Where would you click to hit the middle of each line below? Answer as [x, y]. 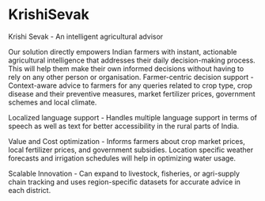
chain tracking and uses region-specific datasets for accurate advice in [125, 182]
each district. [30, 190]
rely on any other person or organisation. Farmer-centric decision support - [131, 77]
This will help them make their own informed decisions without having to [126, 68]
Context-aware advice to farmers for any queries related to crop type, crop [131, 85]
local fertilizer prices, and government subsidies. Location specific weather [131, 150]
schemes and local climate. [53, 102]
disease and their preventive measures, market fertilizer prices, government [132, 93]
